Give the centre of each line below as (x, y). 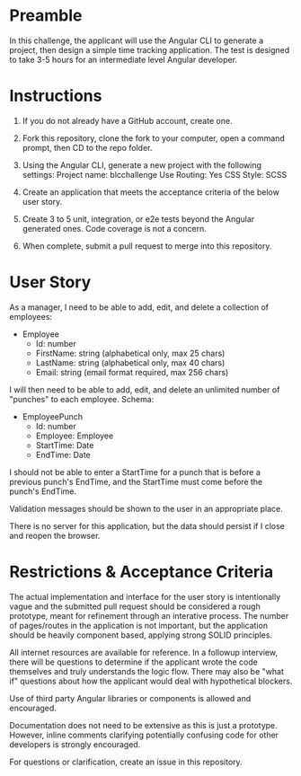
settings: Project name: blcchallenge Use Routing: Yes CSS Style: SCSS (155, 174)
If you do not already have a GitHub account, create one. (127, 120)
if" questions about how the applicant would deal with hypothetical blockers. (151, 681)
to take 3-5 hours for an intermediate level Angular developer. (124, 59)
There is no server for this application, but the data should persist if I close (147, 525)
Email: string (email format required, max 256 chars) (132, 372)
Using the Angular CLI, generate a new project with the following (142, 165)
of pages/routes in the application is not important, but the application (138, 625)
